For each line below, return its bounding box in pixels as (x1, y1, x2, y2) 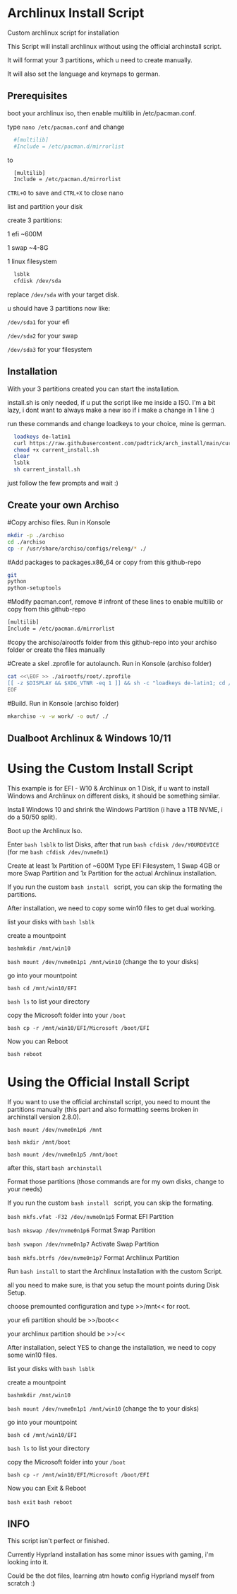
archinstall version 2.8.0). (7, 1113, 81, 1121)
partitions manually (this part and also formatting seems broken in (7, 1105, 199, 1113)
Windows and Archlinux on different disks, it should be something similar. (7, 791, 221, 800)
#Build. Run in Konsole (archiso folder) (7, 699, 119, 707)
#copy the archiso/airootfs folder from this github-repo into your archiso (7, 638, 217, 646)
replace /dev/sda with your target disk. (7, 290, 120, 299)
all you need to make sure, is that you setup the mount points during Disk (7, 1280, 220, 1289)
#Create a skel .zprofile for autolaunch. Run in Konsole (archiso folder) (7, 659, 212, 667)
